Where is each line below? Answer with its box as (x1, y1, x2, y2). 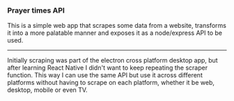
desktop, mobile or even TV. (7, 86, 88, 94)
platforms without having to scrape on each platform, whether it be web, (7, 79, 214, 87)
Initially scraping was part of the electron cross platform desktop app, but (7, 56, 218, 65)
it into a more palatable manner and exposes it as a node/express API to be (7, 29, 223, 37)
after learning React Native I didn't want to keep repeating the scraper (7, 63, 208, 72)
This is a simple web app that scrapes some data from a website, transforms (7, 22, 226, 30)
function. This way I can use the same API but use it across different (7, 71, 203, 79)
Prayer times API (7, 6, 65, 15)
